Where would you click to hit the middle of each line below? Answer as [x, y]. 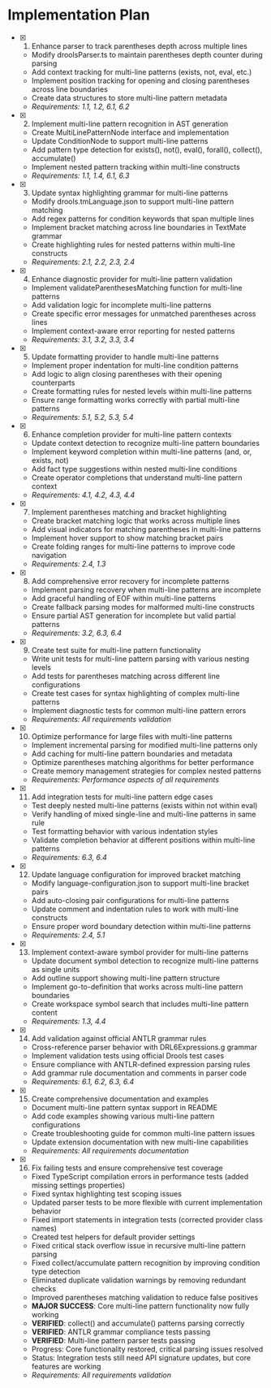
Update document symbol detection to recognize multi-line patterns [145, 961]
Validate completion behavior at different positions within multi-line [143, 840]
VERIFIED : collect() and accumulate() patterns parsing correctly [138, 1323]
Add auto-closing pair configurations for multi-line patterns [130, 900]
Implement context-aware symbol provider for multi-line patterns [140, 952]
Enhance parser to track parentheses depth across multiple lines [140, 45]
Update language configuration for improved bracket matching [136, 874]
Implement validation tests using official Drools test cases [128, 1055]
